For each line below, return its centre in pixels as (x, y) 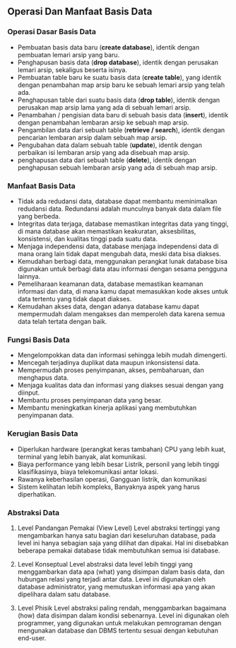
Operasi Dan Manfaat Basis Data (80, 12)
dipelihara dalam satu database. (64, 594)
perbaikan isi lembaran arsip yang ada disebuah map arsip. (104, 152)
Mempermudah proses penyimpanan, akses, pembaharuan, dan (111, 370)
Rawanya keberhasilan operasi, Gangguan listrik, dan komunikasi (112, 479)
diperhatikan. (37, 494)
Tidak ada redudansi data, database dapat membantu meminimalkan (117, 201)
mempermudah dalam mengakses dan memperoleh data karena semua (121, 313)
